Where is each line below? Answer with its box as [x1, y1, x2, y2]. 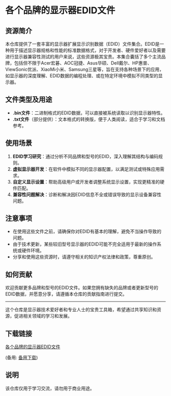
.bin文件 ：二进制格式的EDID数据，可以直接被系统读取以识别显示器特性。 [12, 110, 165, 116]
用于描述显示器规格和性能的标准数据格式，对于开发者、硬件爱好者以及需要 [9, 47, 166, 53]
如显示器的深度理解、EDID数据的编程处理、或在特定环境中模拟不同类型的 [5, 73, 159, 79]
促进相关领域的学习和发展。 [14, 313, 72, 319]
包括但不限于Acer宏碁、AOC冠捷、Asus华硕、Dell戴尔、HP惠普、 [14, 60, 152, 66]
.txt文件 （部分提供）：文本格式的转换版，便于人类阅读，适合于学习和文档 [12, 116, 165, 122]
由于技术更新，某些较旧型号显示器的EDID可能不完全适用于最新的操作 [12, 241, 157, 247]
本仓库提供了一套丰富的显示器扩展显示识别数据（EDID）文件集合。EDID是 [5, 41, 160, 47]
